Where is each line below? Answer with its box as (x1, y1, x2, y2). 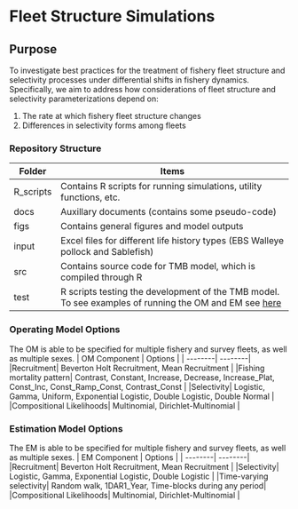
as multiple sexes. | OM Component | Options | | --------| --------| (9, 353, 251, 363)
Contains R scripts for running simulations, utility (60, 180, 263, 193)
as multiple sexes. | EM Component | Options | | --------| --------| (9, 451, 250, 463)
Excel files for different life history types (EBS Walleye (60, 235, 284, 247)
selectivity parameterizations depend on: (9, 93, 160, 104)
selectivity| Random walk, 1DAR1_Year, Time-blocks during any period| (9, 480, 267, 490)
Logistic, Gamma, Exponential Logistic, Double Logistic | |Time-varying (9, 471, 269, 481)
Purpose (9, 42, 58, 57)
